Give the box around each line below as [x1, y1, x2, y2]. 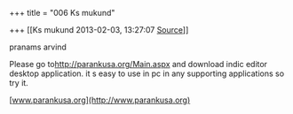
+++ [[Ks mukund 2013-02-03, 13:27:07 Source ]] [9, 25, 189, 34]
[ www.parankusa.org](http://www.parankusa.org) [9, 95, 191, 105]
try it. [9, 78, 28, 87]
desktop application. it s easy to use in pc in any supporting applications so [9, 68, 285, 79]
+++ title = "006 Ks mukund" [9, 8, 115, 18]
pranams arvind [9, 42, 67, 52]
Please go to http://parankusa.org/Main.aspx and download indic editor [9, 59, 268, 69]
